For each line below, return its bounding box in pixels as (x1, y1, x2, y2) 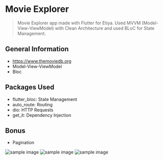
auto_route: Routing (12, 101, 53, 107)
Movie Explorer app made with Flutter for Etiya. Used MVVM (17, 20, 141, 26)
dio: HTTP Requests (12, 107, 54, 113)
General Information (5, 45, 69, 53)
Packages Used (5, 83, 55, 91)
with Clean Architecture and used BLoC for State (55, 25, 155, 31)
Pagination (12, 140, 35, 146)
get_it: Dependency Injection (12, 112, 71, 118)
